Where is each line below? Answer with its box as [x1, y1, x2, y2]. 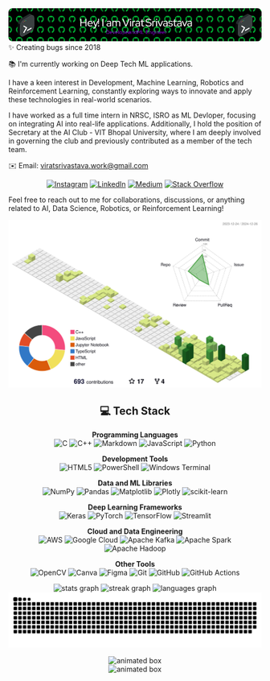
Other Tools [115, 559, 155, 568]
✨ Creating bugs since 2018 [8, 42, 101, 52]
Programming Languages [92, 430, 178, 440]
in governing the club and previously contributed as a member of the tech [8, 136, 252, 146]
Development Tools [101, 454, 169, 464]
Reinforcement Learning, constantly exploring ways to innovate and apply [8, 86, 252, 96]
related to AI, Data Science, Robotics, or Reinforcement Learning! [8, 203, 224, 213]
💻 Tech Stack [99, 404, 171, 418]
